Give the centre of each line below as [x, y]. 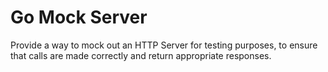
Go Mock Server [79, 17]
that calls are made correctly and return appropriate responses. [141, 55]
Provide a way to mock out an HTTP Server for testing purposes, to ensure [164, 45]
